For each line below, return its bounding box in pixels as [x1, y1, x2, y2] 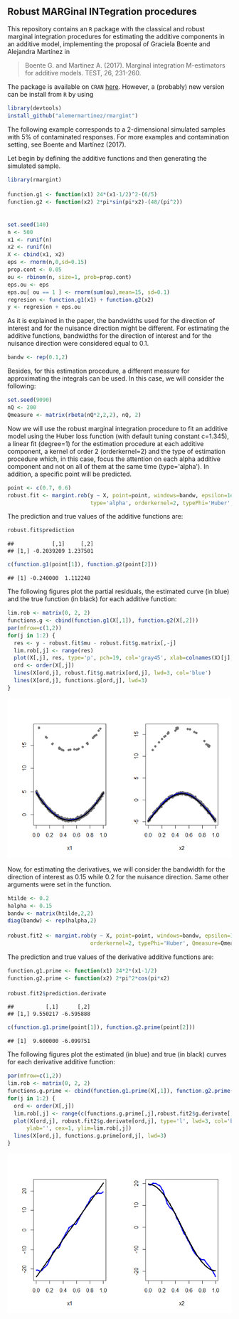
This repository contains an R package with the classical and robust [7, 24, 205, 33]
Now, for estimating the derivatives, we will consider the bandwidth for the [7, 864, 225, 874]
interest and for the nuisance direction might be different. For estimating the [7, 324, 230, 333]
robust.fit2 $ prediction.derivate [7, 990, 107, 997]
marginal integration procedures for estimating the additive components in [7, 32, 225, 41]
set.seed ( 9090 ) [7, 396, 53, 404]
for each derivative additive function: [7, 1058, 116, 1066]
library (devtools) [7, 105, 62, 112]
